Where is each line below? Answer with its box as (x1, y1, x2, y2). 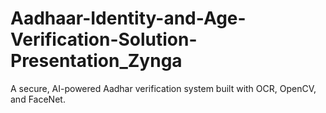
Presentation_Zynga (10, 50, 183, 72)
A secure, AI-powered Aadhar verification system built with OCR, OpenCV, (10, 82, 317, 94)
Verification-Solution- (10, 28, 198, 51)
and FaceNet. (10, 93, 66, 105)
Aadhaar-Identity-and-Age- (10, 7, 247, 30)
